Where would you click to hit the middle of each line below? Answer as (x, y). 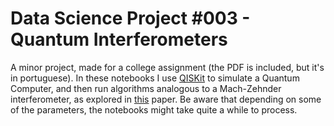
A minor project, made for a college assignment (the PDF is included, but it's (167, 67)
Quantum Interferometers (119, 39)
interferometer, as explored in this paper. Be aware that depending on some (166, 99)
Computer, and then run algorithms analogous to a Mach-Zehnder (146, 88)
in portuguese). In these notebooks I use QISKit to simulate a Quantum (155, 78)
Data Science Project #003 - (130, 18)
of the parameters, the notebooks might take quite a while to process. (154, 109)
